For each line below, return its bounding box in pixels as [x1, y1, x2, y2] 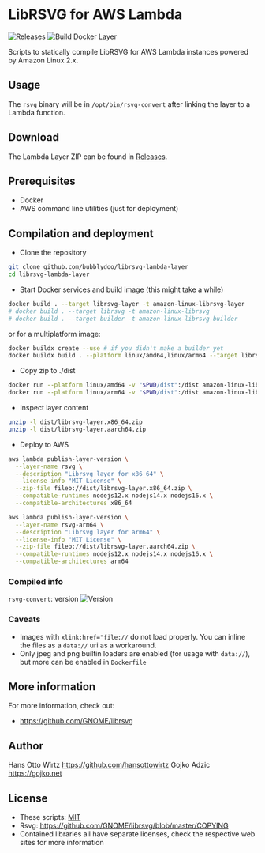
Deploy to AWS [19, 440, 69, 449]
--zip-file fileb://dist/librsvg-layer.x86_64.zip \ [15, 485, 192, 493]
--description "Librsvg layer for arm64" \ [15, 528, 160, 536]
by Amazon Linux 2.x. [8, 55, 79, 65]
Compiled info [8, 576, 63, 587]
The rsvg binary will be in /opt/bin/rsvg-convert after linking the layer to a [8, 99, 251, 108]
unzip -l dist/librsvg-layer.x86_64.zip [8, 418, 144, 426]
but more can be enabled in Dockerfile [19, 657, 147, 666]
